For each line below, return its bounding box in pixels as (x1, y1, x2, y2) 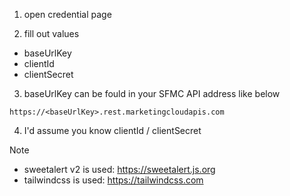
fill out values (23, 28, 80, 39)
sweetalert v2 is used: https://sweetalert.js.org (23, 164, 216, 175)
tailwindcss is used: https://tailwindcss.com (23, 174, 204, 186)
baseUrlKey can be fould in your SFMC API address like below (23, 88, 281, 99)
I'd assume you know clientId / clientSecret (23, 125, 202, 136)
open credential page (23, 9, 112, 20)
